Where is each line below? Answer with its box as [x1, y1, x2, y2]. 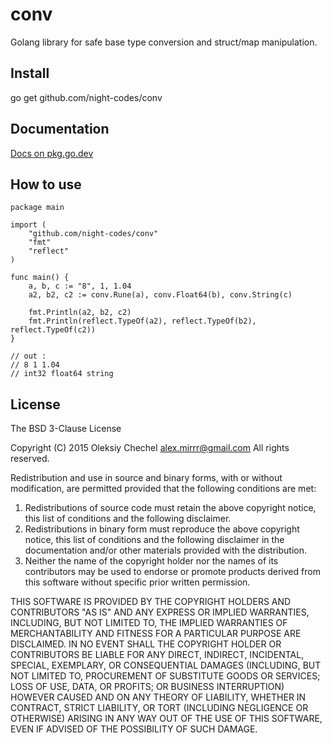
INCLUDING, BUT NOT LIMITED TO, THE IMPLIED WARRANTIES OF [10, 617, 288, 629]
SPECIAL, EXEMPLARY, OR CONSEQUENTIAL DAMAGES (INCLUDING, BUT [10, 659, 322, 672]
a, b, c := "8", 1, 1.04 [28, 281, 132, 292]
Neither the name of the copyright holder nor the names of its [24, 555, 279, 567]
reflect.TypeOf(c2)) [10, 325, 97, 335]
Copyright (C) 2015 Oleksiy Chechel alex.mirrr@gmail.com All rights [10, 442, 290, 454]
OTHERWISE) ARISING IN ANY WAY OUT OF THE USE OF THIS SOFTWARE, [10, 713, 323, 725]
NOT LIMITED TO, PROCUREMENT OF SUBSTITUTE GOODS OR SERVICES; [10, 670, 321, 682]
